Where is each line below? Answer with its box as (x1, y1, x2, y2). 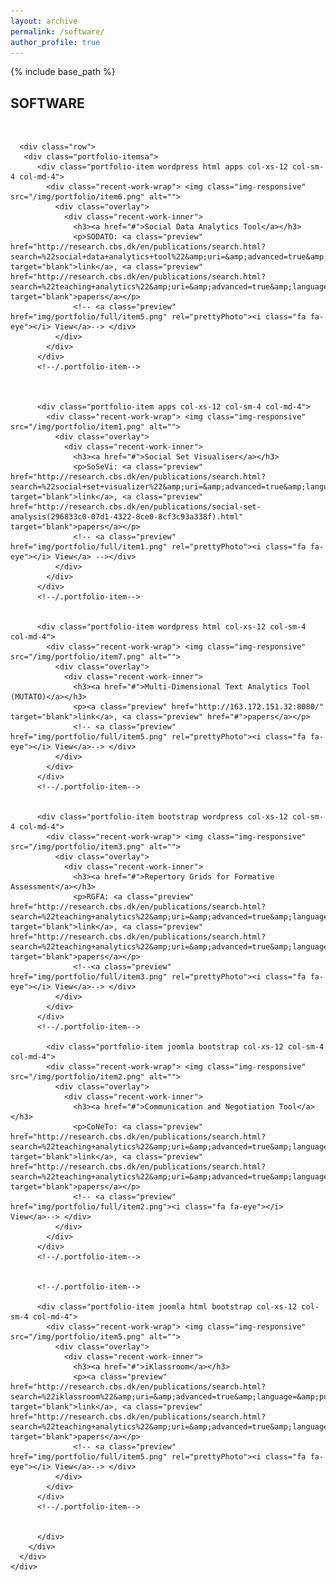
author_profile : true (10, 37, 101, 47)
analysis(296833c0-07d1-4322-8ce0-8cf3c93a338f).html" (10, 512, 244, 522)
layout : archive (10, 16, 78, 26)
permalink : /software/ (10, 26, 105, 37)
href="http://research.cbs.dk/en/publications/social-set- (10, 502, 262, 512)
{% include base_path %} (10, 66, 116, 78)
